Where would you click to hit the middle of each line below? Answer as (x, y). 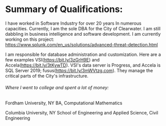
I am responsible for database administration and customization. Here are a (83, 54)
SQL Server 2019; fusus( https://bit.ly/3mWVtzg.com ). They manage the (79, 70)
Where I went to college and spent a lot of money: (57, 87)
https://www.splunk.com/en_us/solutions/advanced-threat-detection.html (82, 44)
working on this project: (30, 39)
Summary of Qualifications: (64, 9)
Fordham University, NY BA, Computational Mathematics (64, 103)
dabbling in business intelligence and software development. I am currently (83, 34)
